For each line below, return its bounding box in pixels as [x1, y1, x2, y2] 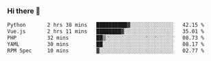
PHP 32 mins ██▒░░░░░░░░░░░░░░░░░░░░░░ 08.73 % [7, 34, 205, 42]
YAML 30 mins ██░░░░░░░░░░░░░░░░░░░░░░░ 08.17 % [7, 40, 205, 47]
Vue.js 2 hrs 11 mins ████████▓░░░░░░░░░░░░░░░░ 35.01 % [7, 28, 205, 35]
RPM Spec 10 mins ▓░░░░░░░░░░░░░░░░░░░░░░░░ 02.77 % [7, 47, 205, 54]
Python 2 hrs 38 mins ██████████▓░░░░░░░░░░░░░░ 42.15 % [7, 22, 205, 29]
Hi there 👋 [7, 6, 41, 16]
